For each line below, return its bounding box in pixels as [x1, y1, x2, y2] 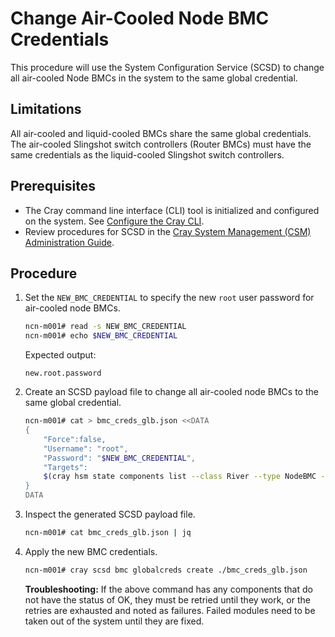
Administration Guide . [24, 236, 115, 248]
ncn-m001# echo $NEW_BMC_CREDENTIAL [24, 331, 178, 341]
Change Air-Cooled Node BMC [10, 7, 270, 30]
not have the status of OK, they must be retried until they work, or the [24, 593, 311, 606]
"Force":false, [43, 434, 107, 444]
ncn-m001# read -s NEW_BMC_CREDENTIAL [24, 322, 187, 332]
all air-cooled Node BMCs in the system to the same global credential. [10, 72, 298, 84]
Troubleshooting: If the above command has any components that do [24, 583, 313, 595]
